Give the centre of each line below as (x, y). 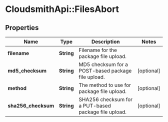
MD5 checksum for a (103, 64)
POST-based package (105, 71)
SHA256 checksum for (106, 99)
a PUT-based (95, 106)
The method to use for (105, 85)
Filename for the (98, 50)
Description (105, 42)
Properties (22, 28)
